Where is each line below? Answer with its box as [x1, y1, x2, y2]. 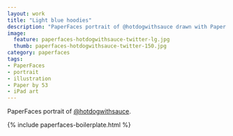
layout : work [7, 10, 45, 17]
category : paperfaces [7, 50, 70, 56]
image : [7, 29, 27, 37]
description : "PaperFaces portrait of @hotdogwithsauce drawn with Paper [7, 23, 227, 30]
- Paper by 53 [7, 82, 49, 89]
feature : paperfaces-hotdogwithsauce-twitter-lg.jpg [13, 36, 170, 43]
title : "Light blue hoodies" [7, 17, 92, 24]
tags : [7, 56, 23, 63]
